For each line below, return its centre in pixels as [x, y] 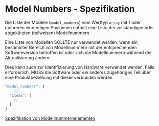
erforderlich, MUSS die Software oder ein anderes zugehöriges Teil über [78, 72]
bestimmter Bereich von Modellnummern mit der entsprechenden [71, 47]
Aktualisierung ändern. [28, 57]
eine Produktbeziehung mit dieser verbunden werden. [59, 77]
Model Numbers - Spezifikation [70, 9]
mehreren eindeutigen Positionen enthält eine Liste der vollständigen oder [79, 27]
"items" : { [21, 95]
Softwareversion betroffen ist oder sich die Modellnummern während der [79, 53]
